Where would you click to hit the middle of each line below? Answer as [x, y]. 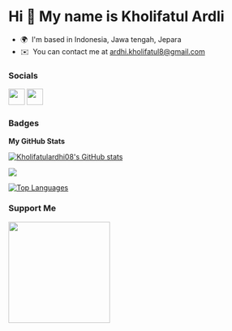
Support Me [32, 208]
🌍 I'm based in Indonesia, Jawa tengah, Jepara [101, 39]
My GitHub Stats [37, 141]
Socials [23, 75]
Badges [24, 123]
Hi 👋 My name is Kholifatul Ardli [116, 17]
